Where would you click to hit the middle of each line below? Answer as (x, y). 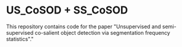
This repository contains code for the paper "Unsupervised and (84, 26)
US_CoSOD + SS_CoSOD (67, 10)
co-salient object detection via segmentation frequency (103, 32)
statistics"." (20, 39)
